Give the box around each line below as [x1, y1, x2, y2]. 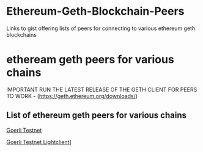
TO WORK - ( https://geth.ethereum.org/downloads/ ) [6, 92, 138, 99]
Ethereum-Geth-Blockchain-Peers [6, 4, 185, 18]
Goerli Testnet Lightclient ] [6, 138, 72, 145]
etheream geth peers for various [6, 53, 174, 67]
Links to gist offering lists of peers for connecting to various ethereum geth [6, 25, 196, 32]
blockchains [6, 31, 37, 38]
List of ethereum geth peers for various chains [6, 110, 186, 121]
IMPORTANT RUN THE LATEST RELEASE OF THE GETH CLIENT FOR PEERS [6, 86, 197, 93]
